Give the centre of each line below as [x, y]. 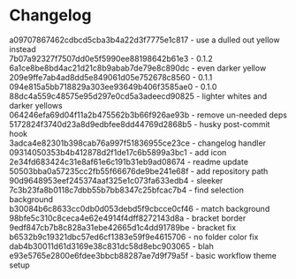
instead [23, 49]
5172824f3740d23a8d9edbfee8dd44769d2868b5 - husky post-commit [140, 124]
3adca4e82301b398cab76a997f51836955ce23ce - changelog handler [138, 143]
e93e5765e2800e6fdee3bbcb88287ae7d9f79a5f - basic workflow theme [143, 255]
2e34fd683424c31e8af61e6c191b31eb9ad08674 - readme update [129, 162]
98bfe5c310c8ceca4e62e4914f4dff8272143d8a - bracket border [128, 218]
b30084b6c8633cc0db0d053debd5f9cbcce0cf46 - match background [140, 208]
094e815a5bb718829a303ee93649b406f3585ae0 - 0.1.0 [113, 87]
